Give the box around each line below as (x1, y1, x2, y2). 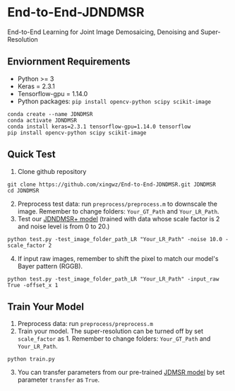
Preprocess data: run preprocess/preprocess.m (17, 320, 154, 328)
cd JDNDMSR (7, 187, 40, 194)
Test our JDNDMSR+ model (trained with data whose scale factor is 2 (17, 214, 220, 223)
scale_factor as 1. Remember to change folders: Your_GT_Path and (17, 334, 211, 343)
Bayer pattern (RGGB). (17, 262, 83, 270)
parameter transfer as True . (17, 375, 100, 384)
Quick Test (7, 148, 56, 161)
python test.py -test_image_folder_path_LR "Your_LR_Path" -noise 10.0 (7, 235, 222, 243)
